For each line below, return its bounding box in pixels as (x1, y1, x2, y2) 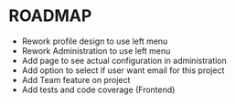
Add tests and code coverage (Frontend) (21, 84, 176, 95)
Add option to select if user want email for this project (21, 65, 225, 76)
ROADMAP (8, 5, 92, 26)
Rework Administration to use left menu (21, 45, 171, 56)
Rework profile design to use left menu (21, 36, 168, 47)
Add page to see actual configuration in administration (21, 55, 228, 66)
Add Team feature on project (21, 74, 131, 85)
